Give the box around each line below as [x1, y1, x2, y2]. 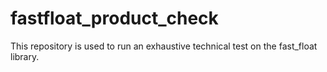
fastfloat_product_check [10, 7, 219, 30]
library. [10, 50, 40, 62]
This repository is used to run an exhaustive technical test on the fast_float [10, 40, 318, 52]
